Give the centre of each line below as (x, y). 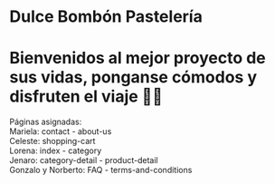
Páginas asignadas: (46, 122)
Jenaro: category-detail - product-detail (84, 160)
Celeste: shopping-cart (52, 141)
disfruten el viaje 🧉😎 (86, 97)
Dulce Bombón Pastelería (106, 17)
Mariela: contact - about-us (61, 131)
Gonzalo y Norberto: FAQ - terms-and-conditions (101, 170)
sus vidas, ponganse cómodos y (133, 77)
